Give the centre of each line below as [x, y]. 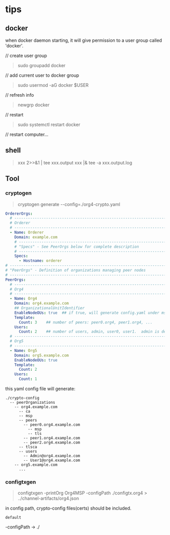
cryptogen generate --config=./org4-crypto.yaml [69, 204]
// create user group [26, 55]
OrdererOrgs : [19, 214]
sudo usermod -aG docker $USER [53, 85]
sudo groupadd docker [41, 65]
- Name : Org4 [24, 299]
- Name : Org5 [24, 350]
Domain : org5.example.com [42, 355]
